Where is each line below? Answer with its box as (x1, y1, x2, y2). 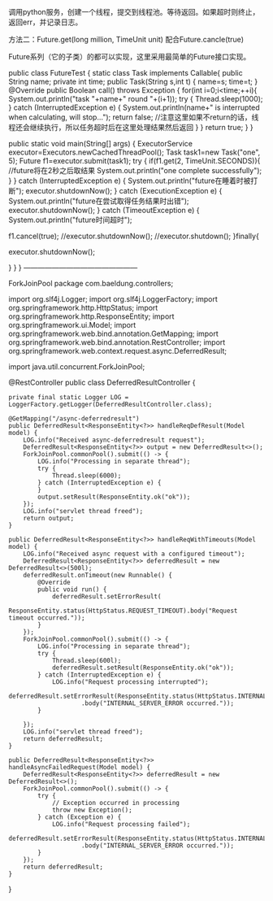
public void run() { (37, 585, 107, 594)
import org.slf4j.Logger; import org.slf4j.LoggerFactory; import (8, 294, 218, 303)
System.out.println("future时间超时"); (8, 215, 132, 224)
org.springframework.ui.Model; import (8, 320, 136, 329)
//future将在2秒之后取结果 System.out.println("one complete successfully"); (8, 166, 262, 175)
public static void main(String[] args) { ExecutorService (8, 139, 193, 148)
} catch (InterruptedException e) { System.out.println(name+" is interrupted (8, 102, 260, 112)
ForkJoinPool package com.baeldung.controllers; (8, 279, 174, 288)
